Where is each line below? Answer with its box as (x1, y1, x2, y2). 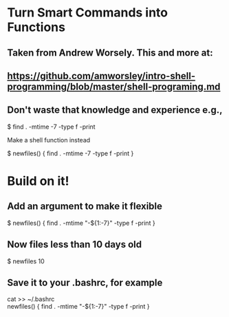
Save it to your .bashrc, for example (7, 276, 163, 288)
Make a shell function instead (7, 135, 91, 144)
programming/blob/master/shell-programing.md (7, 80, 221, 92)
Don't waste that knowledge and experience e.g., (7, 105, 223, 116)
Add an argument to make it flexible (7, 201, 163, 212)
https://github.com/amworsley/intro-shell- (7, 70, 196, 82)
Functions (7, 19, 65, 35)
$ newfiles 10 (7, 256, 45, 265)
